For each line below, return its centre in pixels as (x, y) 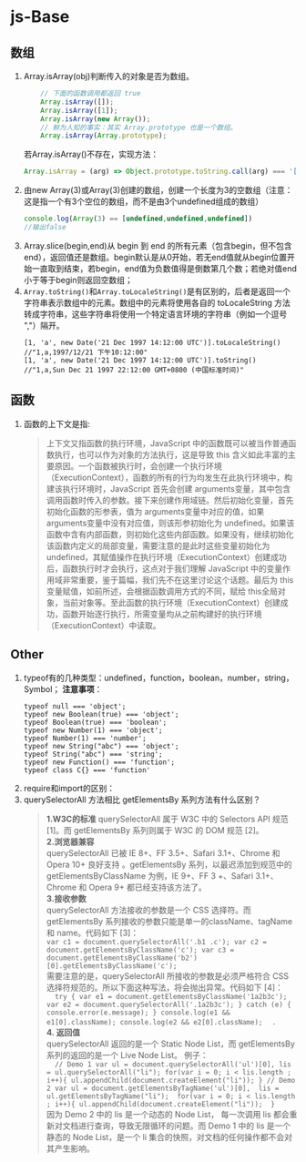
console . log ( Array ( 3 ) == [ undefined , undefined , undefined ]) (138, 219)
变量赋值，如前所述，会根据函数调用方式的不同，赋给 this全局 (162, 591)
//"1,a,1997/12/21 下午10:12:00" (86, 352)
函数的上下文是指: (56, 423)
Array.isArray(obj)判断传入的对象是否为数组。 (109, 76)
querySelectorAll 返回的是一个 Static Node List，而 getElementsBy (170, 1044)
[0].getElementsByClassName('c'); (112, 966)
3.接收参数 (66, 898)
